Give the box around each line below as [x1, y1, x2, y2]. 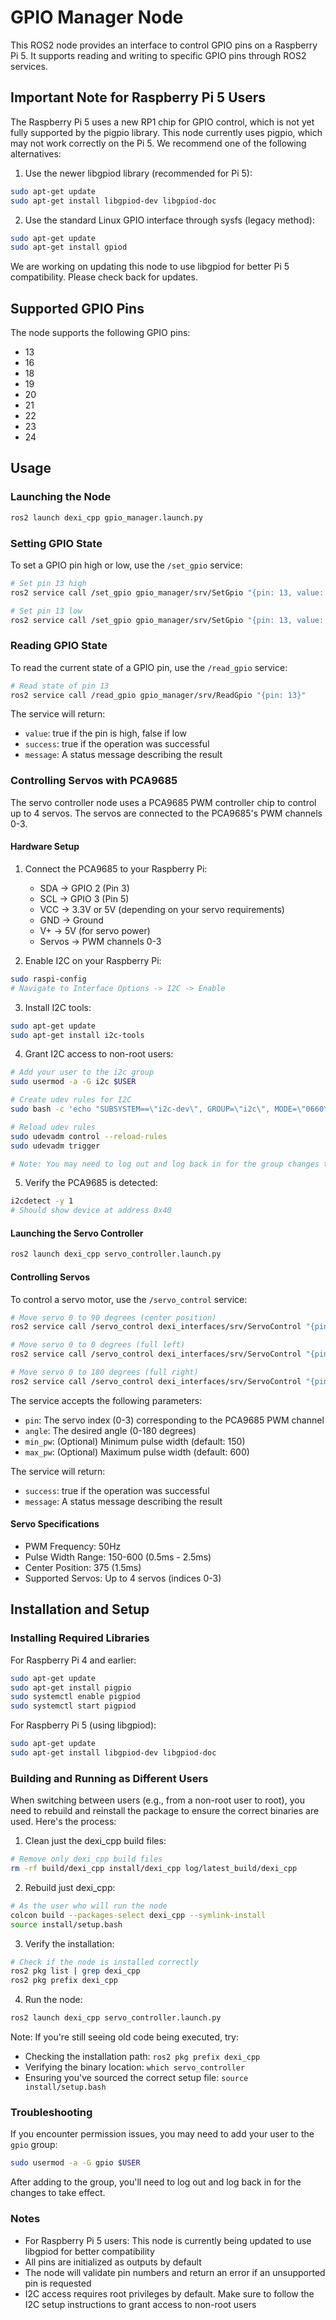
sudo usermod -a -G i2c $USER [10, 1077, 137, 1087]
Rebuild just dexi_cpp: [24, 1881, 116, 1893]
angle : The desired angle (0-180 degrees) [24, 1424, 197, 1436]
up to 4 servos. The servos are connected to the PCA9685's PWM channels [10, 807, 323, 819]
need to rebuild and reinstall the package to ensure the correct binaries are [10, 1805, 320, 1817]
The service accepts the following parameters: [10, 1394, 203, 1406]
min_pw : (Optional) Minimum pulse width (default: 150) [24, 1435, 246, 1447]
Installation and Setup [10, 1601, 150, 1618]
